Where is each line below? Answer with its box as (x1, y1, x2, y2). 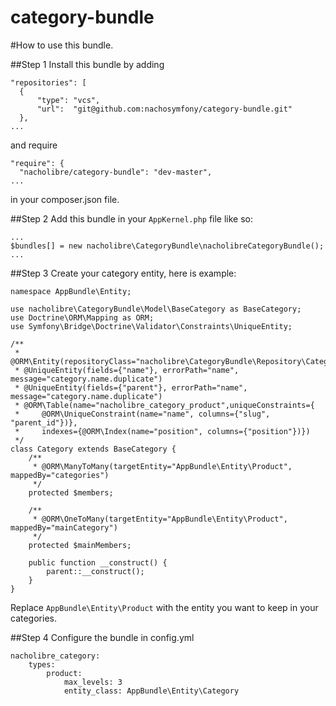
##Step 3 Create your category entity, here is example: (10, 267, 237, 279)
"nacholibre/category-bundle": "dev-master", (19, 167, 213, 177)
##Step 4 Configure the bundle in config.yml (10, 631, 195, 643)
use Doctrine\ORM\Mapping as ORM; (10, 312, 155, 323)
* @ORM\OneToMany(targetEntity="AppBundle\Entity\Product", (32, 514, 288, 524)
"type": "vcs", (36, 95, 101, 105)
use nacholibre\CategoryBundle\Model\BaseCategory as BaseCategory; (10, 304, 302, 314)
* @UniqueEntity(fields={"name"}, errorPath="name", (14, 365, 240, 375)
